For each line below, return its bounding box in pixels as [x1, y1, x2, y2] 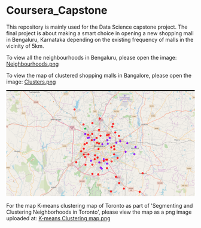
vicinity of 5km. [6, 42, 44, 50]
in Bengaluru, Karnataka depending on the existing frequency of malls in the [6, 36, 194, 43]
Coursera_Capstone [6, 4, 108, 17]
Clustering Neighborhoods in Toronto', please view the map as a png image [6, 208, 192, 215]
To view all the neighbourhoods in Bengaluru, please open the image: [6, 54, 177, 61]
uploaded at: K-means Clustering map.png [6, 214, 111, 221]
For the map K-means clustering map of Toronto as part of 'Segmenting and [6, 202, 193, 209]
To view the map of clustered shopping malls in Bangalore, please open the [6, 72, 192, 79]
